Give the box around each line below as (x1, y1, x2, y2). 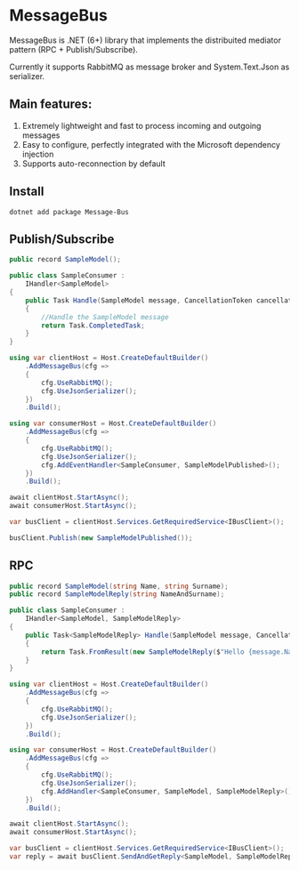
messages (21, 130, 61, 141)
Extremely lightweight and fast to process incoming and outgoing (21, 120, 262, 131)
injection (21, 149, 54, 159)
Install (9, 184, 44, 199)
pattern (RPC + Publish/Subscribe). (9, 44, 138, 54)
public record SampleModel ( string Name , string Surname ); (9, 582, 229, 591)
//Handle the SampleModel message (41, 312, 169, 321)
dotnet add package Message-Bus (9, 207, 129, 216)
